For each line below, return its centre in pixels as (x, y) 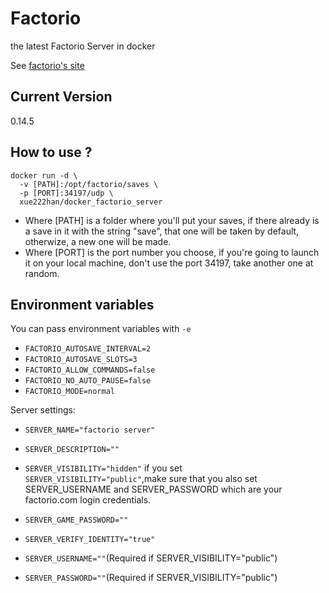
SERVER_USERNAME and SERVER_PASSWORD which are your (153, 489)
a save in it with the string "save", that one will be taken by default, (162, 231)
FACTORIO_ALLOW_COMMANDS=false (90, 370)
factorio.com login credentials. (88, 500)
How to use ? (51, 152)
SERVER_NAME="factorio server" (90, 430)
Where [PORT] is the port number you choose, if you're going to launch (172, 252)
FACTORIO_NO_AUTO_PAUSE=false (88, 381)
